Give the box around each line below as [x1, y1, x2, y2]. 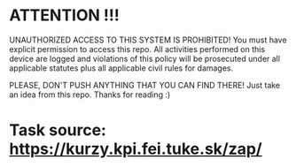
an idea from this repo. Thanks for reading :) [9, 89, 171, 100]
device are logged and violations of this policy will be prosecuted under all [9, 53, 281, 64]
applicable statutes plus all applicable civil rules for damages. [9, 63, 234, 73]
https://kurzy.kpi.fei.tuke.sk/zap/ [9, 139, 263, 159]
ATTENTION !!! [9, 5, 120, 26]
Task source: [9, 120, 106, 140]
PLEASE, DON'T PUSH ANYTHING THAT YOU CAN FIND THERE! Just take [9, 80, 281, 90]
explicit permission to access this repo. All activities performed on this [9, 43, 266, 54]
